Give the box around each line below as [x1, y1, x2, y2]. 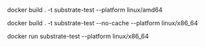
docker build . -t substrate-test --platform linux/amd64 [7, 6, 163, 14]
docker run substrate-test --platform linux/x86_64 [7, 32, 150, 40]
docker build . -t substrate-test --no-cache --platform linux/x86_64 [7, 19, 198, 27]
